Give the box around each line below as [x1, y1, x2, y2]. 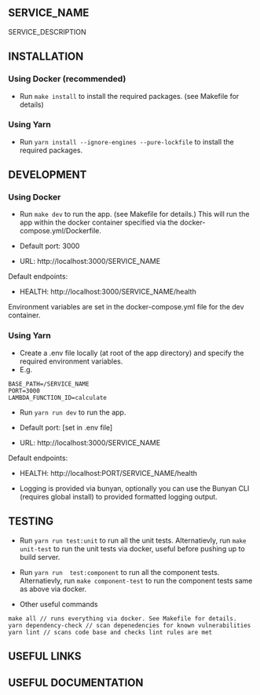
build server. [19, 552, 60, 561]
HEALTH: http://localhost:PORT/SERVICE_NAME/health [19, 468, 198, 477]
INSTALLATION [8, 50, 84, 64]
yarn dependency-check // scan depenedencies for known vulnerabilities [8, 621, 251, 629]
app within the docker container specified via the [19, 218, 178, 227]
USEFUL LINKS [8, 649, 82, 663]
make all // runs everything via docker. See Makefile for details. [8, 614, 237, 623]
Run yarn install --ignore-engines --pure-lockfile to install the [19, 137, 234, 146]
